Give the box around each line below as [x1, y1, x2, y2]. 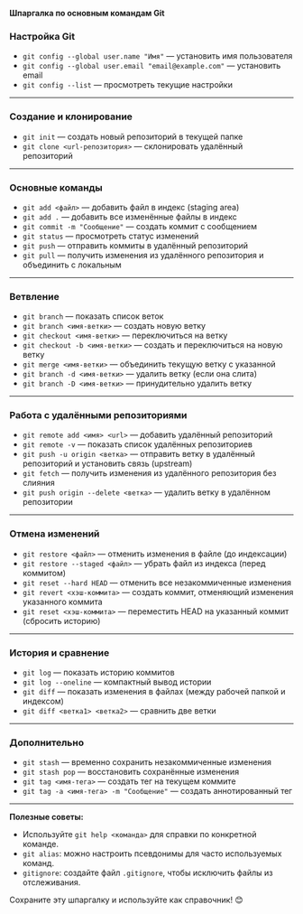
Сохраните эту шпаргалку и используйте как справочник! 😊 [9, 894, 243, 906]
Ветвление [9, 290, 60, 303]
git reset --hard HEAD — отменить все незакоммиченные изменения [22, 577, 291, 588]
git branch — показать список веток [22, 311, 164, 322]
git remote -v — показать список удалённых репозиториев [22, 439, 252, 450]
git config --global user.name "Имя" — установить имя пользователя [22, 51, 293, 61]
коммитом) [22, 567, 66, 578]
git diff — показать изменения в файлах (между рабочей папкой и [22, 686, 286, 697]
